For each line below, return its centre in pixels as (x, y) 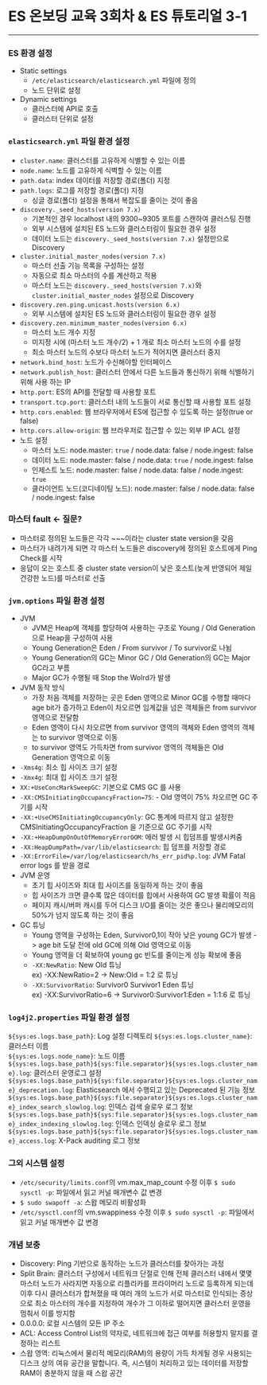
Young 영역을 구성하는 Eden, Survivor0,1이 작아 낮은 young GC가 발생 (141, 935)
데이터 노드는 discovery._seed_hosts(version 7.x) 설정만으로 (130, 238)
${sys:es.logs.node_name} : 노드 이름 (67, 1056)
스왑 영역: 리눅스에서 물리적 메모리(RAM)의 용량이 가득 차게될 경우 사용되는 (136, 1353)
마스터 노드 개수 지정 (64, 332)
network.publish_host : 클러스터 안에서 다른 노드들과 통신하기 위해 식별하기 (137, 372)
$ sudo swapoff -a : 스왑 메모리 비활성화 (83, 1202)
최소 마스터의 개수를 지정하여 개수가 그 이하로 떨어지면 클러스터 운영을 (143, 1304)
